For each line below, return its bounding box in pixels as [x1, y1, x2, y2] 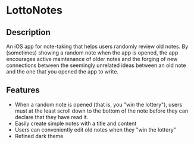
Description [6, 27, 51, 37]
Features [6, 85, 40, 95]
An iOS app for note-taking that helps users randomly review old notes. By [6, 43, 189, 50]
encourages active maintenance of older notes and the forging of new [6, 56, 178, 62]
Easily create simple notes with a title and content [14, 120, 137, 127]
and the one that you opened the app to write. [6, 68, 119, 75]
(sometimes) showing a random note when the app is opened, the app [6, 49, 179, 56]
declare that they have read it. [14, 113, 89, 120]
